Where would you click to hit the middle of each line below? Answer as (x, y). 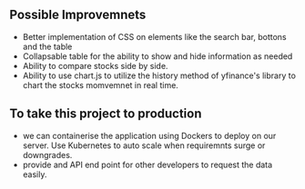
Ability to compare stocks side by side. (95, 65)
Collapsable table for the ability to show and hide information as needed (158, 56)
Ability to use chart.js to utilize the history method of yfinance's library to (159, 75)
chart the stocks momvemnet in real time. (101, 85)
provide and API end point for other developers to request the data (147, 164)
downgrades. (47, 154)
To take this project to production (106, 114)
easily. (35, 174)
